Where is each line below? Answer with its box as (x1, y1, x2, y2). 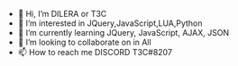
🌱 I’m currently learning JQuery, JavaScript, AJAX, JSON (17, 28, 230, 37)
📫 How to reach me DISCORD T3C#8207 (17, 47, 173, 57)
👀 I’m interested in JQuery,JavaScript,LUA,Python (17, 18, 203, 29)
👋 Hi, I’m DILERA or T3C (17, 9, 107, 19)
